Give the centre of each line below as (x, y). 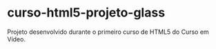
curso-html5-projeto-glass (86, 13)
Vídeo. (17, 39)
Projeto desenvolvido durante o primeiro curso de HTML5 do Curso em (108, 32)
